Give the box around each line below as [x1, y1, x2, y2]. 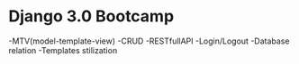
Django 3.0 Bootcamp [8, 6, 175, 27]
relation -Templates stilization [8, 44, 118, 55]
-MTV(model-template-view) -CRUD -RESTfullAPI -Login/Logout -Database [8, 36, 290, 46]
